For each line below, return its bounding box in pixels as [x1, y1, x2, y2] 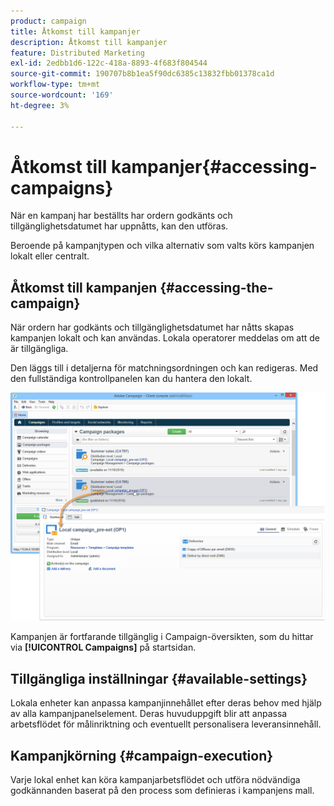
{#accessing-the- [159, 279, 274, 296]
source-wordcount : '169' [10, 90, 114, 100]
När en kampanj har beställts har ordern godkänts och [10, 210, 233, 222]
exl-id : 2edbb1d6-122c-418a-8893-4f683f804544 [10, 58, 208, 69]
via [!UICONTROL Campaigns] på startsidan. [10, 641, 197, 654]
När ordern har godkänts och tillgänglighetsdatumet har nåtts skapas [10, 321, 295, 334]
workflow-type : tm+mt [10, 80, 101, 90]
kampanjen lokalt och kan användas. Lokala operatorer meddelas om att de [10, 332, 321, 344]
